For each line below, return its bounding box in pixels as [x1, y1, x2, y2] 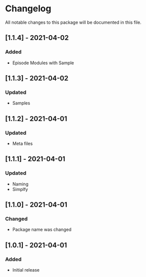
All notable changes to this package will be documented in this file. [5, 19, 142, 25]
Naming [12, 181, 29, 187]
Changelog [5, 3, 51, 14]
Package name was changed [12, 227, 72, 232]
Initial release [12, 267, 40, 273]
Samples [12, 100, 31, 106]
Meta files [12, 140, 33, 146]
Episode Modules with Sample [12, 60, 74, 66]
